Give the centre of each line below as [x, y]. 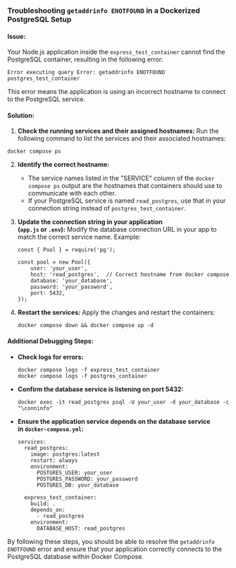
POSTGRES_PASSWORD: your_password [87, 479]
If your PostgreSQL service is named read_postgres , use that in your [127, 201]
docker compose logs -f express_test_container [88, 369]
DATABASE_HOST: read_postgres [81, 528]
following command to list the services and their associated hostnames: [122, 138]
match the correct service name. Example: [79, 237]
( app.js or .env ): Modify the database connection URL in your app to [117, 230]
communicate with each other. [72, 194]
